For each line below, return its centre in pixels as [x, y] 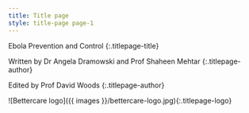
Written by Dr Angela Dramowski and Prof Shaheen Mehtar [104, 61]
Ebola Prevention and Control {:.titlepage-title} [84, 45]
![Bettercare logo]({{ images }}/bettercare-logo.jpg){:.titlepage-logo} [120, 100]
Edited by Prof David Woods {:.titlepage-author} [86, 85]
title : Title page [38, 16]
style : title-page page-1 [51, 23]
